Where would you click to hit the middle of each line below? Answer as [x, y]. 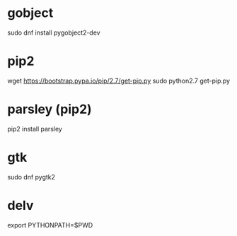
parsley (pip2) [50, 109]
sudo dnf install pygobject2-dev [54, 33]
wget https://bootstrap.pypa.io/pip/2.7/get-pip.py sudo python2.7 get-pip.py [119, 81]
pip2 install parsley [35, 129]
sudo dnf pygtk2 [31, 177]
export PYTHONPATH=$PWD [50, 225]
